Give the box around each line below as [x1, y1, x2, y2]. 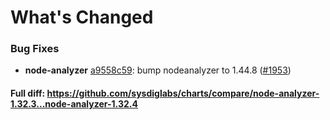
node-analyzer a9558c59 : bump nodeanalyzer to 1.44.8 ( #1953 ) [24, 64, 292, 76]
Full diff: [10, 87, 46, 100]
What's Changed [10, 6, 154, 29]
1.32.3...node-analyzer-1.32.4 [10, 98, 138, 110]
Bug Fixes [10, 42, 60, 56]
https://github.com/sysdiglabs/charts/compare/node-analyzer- [46, 87, 320, 100]
